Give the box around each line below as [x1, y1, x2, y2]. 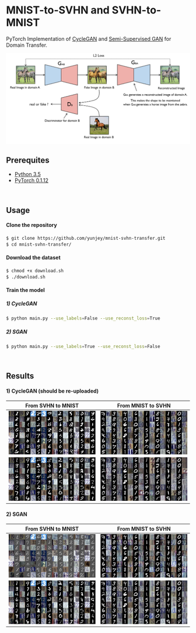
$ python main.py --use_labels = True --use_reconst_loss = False [6, 343, 160, 350]
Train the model [6, 287, 45, 294]
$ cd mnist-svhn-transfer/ [6, 241, 72, 247]
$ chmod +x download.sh [6, 267, 64, 274]
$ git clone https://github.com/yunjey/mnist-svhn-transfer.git [6, 235, 166, 241]
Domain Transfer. [6, 42, 48, 49]
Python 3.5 [14, 171, 41, 178]
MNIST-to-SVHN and [6, 4, 110, 17]
